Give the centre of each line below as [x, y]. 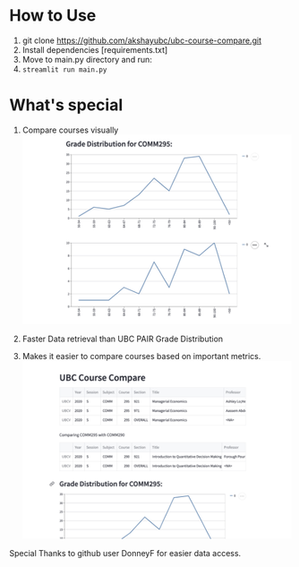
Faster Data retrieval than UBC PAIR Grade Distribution [123, 339]
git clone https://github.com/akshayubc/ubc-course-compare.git [142, 40]
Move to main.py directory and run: [87, 59]
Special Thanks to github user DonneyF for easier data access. [125, 554]
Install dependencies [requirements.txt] [95, 49]
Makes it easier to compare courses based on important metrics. [141, 357]
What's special [66, 105]
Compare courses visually [70, 130]
